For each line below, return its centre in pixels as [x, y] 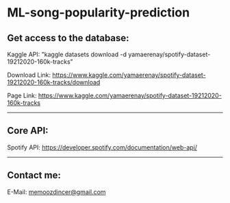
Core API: [28, 131]
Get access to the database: [68, 38]
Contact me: [34, 175]
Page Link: [22, 95]
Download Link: [29, 75]
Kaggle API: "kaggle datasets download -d [67, 54]
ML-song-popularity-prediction [99, 13]
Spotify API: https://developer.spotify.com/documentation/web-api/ [102, 147]
